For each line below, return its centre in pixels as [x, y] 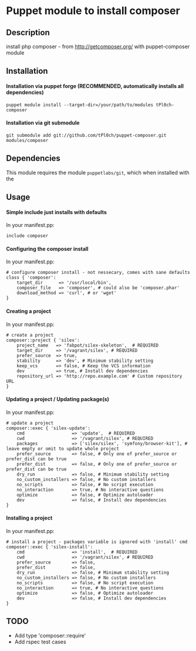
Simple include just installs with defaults [57, 212]
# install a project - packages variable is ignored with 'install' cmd [97, 542]
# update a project [30, 423]
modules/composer [27, 140]
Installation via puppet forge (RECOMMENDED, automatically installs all [95, 86]
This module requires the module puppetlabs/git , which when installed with [98, 172]
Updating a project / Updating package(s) [58, 399]
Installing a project [29, 518]
